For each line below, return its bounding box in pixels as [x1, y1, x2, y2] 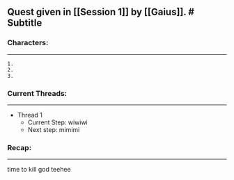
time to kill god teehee [7, 165, 71, 174]
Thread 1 [17, 111, 43, 119]
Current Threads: [7, 88, 68, 98]
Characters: [7, 38, 49, 48]
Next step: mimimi [27, 125, 80, 133]
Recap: [7, 142, 32, 152]
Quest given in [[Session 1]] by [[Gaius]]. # [7, 6, 195, 18]
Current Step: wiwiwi [27, 118, 88, 126]
